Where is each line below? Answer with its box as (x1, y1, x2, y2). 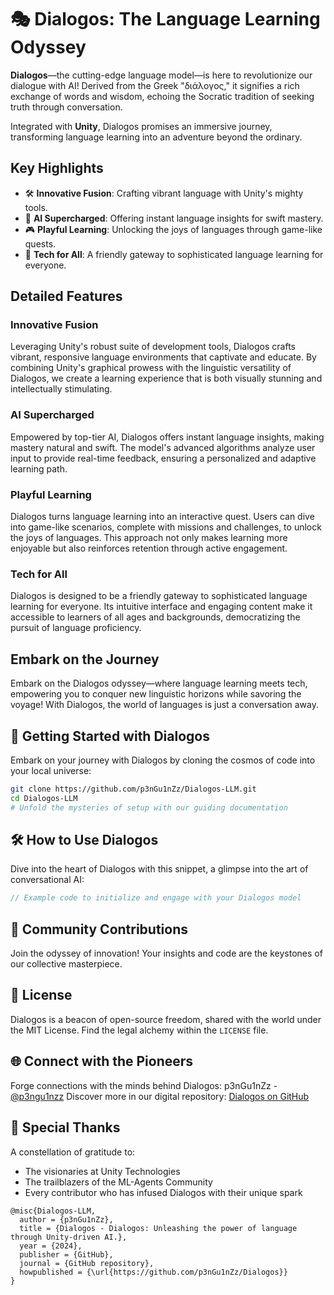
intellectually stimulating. (10, 383, 113, 395)
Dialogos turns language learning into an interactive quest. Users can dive (10, 511, 315, 523)
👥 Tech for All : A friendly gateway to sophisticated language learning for (24, 248, 324, 260)
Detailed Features (10, 288, 123, 305)
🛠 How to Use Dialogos (10, 831, 159, 848)
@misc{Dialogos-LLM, (10, 1206, 97, 1216)
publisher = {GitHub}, (19, 1249, 114, 1260)
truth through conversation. (10, 101, 123, 113)
